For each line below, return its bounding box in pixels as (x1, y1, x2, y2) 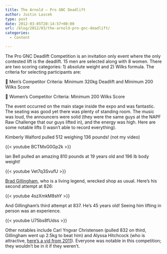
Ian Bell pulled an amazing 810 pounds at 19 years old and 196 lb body (5, 153, 150, 159)
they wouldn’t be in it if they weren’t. (5, 243, 80, 249)
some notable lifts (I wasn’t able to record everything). (5, 124, 116, 130)
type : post (5, 16, 28, 21)
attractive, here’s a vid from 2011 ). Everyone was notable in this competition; (5, 238, 162, 244)
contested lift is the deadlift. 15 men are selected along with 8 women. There (5, 58, 162, 64)
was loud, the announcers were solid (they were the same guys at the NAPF (5, 114, 161, 120)
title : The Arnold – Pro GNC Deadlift (5, 7, 86, 12)
